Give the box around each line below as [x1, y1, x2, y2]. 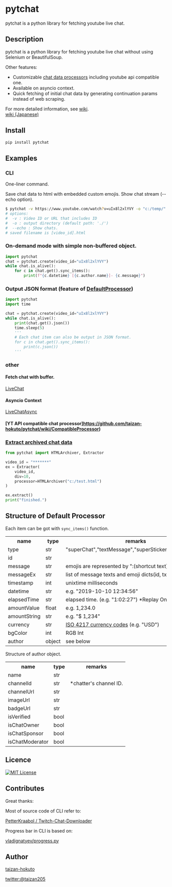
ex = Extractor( [5, 464, 40, 469]
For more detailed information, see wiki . [5, 106, 89, 112]
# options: [5, 211, 29, 216]
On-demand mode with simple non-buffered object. [5, 242, 137, 250]
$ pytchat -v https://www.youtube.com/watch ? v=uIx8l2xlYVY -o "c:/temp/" [5, 206, 166, 212]
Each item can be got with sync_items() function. [5, 525, 109, 532]
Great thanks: [5, 798, 34, 804]
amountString [8, 612, 41, 619]
